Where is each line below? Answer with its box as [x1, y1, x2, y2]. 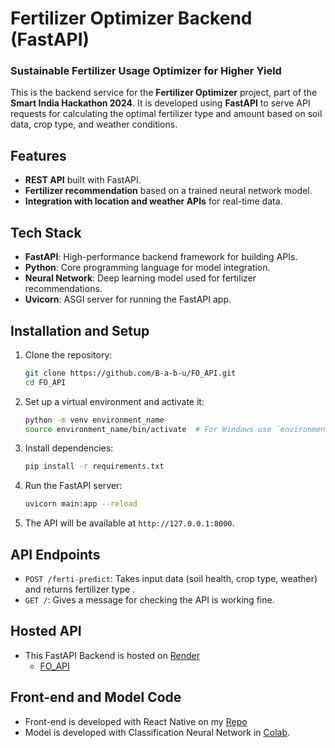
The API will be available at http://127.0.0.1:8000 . [24, 517, 235, 529]
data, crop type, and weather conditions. [10, 118, 178, 131]
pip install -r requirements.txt [24, 462, 165, 472]
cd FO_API [24, 377, 67, 387]
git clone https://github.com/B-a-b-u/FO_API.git [24, 368, 237, 378]
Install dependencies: [24, 442, 114, 454]
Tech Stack [10, 224, 82, 241]
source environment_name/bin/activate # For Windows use [24, 424, 272, 434]
